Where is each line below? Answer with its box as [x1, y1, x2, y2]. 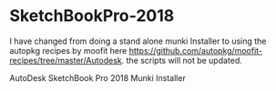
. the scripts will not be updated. [121, 55, 243, 66]
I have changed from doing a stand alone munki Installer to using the [9, 35, 267, 46]
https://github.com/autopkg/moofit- [128, 45, 262, 56]
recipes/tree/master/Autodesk [9, 55, 122, 66]
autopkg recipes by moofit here [9, 45, 128, 56]
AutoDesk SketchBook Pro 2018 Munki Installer [9, 72, 187, 83]
